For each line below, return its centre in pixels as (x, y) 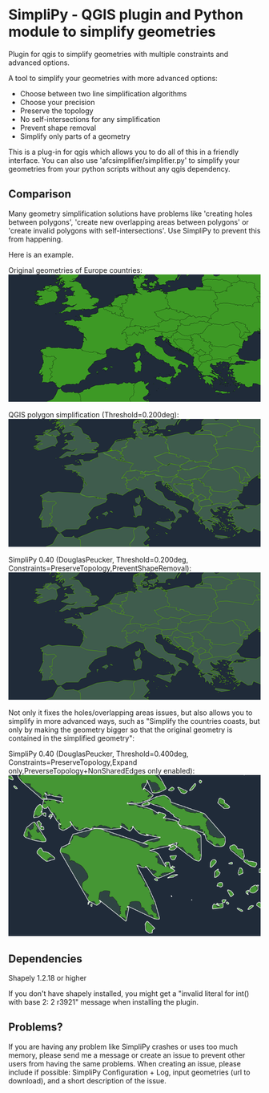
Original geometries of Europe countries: (75, 270)
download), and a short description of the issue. (87, 1080)
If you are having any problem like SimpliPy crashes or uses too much (123, 1046)
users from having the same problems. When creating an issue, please (125, 1063)
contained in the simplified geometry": (71, 738)
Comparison (40, 194)
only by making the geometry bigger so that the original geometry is (120, 730)
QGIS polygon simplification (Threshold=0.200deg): (94, 415)
